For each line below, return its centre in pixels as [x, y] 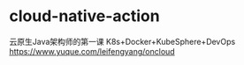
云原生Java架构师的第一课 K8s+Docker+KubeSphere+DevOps [122, 41]
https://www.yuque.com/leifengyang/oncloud [92, 51]
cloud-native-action [85, 16]
